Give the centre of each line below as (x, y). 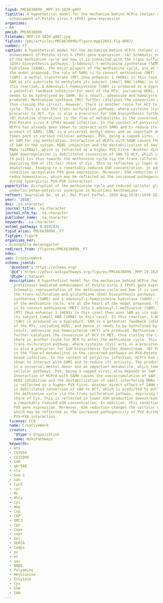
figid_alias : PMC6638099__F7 (34, 231)
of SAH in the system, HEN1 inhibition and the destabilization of (79, 145)
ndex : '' (14, 254)
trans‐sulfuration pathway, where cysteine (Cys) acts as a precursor (87, 344)
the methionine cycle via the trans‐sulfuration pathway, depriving (84, 394)
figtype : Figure (21, 236)
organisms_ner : (20, 240)
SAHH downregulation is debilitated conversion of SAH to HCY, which (81, 154)
